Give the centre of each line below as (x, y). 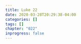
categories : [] (21, 19)
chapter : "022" (21, 29)
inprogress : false (25, 33)
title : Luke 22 (21, 10)
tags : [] (15, 24)
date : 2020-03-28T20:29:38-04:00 (41, 15)
